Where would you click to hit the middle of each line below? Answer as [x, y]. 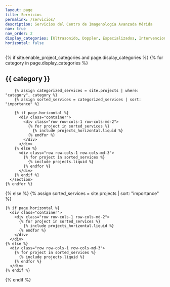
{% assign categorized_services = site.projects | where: [77, 90]
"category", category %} [31, 95]
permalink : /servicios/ [30, 19]
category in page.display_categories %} [47, 63]
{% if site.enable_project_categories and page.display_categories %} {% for [84, 57]
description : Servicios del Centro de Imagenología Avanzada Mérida [79, 24]
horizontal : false [25, 43]
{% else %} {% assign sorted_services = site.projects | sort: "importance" [82, 193]
